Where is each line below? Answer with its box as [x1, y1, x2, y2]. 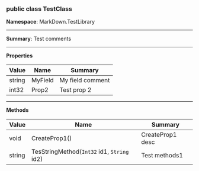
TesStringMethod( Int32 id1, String [31, 147, 129, 156]
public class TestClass [6, 5, 72, 13]
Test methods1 [141, 151, 184, 160]
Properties [6, 52, 33, 59]
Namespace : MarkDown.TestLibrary [6, 18, 95, 25]
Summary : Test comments [6, 35, 72, 43]
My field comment [59, 76, 110, 85]
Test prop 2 [59, 86, 92, 94]
